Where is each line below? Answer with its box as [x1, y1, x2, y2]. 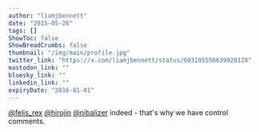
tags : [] [8, 26, 38, 34]
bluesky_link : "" [8, 71, 66, 79]
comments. [8, 117, 46, 126]
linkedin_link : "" [8, 78, 70, 86]
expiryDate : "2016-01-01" [8, 86, 94, 94]
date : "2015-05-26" [8, 19, 74, 27]
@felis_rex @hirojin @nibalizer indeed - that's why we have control [8, 108, 229, 118]
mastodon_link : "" [8, 64, 70, 72]
